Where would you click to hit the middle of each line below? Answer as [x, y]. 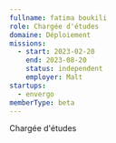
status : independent [64, 69]
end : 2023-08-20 [57, 60]
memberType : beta [42, 102]
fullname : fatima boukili [58, 18]
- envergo [36, 94]
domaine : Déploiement [50, 35]
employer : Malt [54, 77]
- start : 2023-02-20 [56, 52]
